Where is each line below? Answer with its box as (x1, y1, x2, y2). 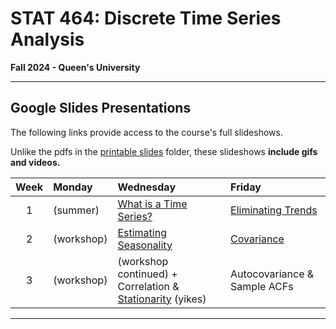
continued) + (117, 267, 178, 281)
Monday (53, 180, 93, 194)
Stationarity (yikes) (117, 292, 207, 306)
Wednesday (117, 180, 177, 194)
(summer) (53, 203, 100, 217)
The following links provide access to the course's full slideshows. (10, 126, 283, 138)
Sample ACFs (230, 279, 294, 293)
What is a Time (117, 197, 188, 211)
